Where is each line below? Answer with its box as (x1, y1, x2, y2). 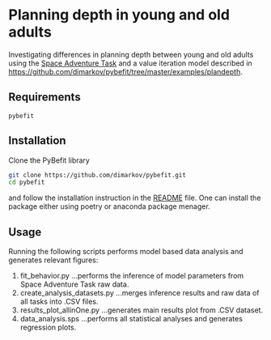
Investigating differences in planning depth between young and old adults (8, 49, 254, 59)
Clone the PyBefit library (8, 155, 91, 165)
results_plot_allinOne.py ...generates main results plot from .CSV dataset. (19, 305, 264, 315)
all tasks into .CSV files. (19, 297, 99, 307)
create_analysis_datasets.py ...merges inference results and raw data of (19, 288, 260, 298)
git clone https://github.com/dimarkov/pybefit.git (8, 171, 186, 179)
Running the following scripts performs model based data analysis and (8, 247, 244, 257)
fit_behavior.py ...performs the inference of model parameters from (19, 271, 244, 281)
